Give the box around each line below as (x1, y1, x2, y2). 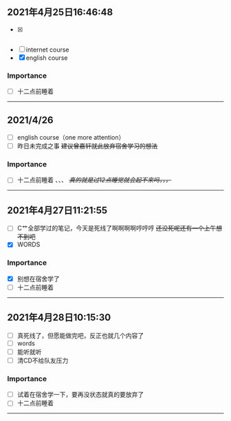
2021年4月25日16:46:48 (7, 6, 113, 19)
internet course (25, 45, 69, 54)
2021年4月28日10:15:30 (7, 312, 111, 323)
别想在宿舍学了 (16, 274, 60, 283)
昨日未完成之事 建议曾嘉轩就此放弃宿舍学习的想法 (16, 142, 158, 150)
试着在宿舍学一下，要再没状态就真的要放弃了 (16, 391, 144, 399)
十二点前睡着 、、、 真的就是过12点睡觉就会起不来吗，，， (16, 176, 172, 184)
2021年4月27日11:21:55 (7, 204, 108, 216)
